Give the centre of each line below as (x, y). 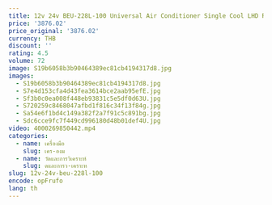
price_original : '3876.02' (54, 31)
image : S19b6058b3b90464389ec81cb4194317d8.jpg (90, 69)
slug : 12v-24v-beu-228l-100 (56, 174)
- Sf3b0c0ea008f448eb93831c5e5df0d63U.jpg (88, 98)
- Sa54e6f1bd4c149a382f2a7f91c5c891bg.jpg (88, 114)
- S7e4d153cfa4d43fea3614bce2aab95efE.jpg (88, 91)
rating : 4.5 (28, 53)
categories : (28, 136)
